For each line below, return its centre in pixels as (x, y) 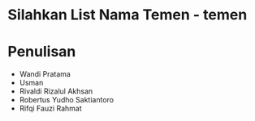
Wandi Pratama (45, 74)
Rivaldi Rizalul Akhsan (56, 91)
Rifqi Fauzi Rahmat (50, 108)
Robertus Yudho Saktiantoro (67, 100)
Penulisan (42, 52)
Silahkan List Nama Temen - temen (127, 15)
